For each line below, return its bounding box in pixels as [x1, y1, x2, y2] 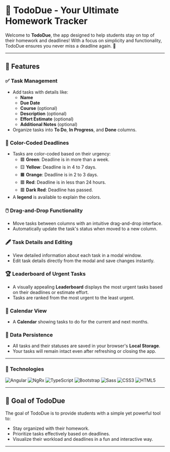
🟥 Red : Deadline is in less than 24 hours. [20, 179, 106, 185]
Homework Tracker [5, 15, 88, 27]
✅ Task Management [5, 77, 58, 85]
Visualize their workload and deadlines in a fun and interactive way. [12, 436, 153, 442]
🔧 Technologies [5, 365, 45, 373]
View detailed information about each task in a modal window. [12, 252, 142, 258]
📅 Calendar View [5, 307, 47, 314]
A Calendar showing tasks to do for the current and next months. [12, 319, 149, 325]
